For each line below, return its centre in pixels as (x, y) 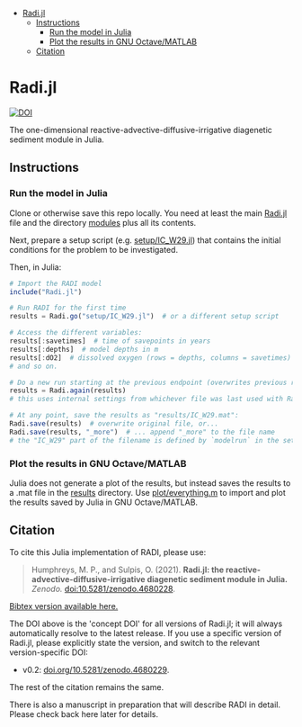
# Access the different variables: (76, 333)
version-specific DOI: (49, 652)
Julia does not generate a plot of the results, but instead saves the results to (150, 483)
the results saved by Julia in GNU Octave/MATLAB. (104, 502)
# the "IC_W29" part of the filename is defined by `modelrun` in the (144, 440)
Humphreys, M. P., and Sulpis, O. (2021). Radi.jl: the (128, 570)
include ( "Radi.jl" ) (46, 292)
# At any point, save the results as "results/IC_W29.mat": (124, 416)
